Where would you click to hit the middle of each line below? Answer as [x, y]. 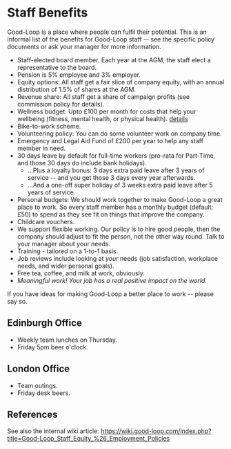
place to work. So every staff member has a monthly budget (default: [115, 207]
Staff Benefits [48, 13]
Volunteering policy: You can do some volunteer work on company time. [119, 134]
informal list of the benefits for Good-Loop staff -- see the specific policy [111, 39]
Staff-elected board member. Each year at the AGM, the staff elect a [114, 59]
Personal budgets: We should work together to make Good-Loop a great [120, 199]
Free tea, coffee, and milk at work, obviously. [81, 273]
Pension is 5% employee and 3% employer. [79, 75]
